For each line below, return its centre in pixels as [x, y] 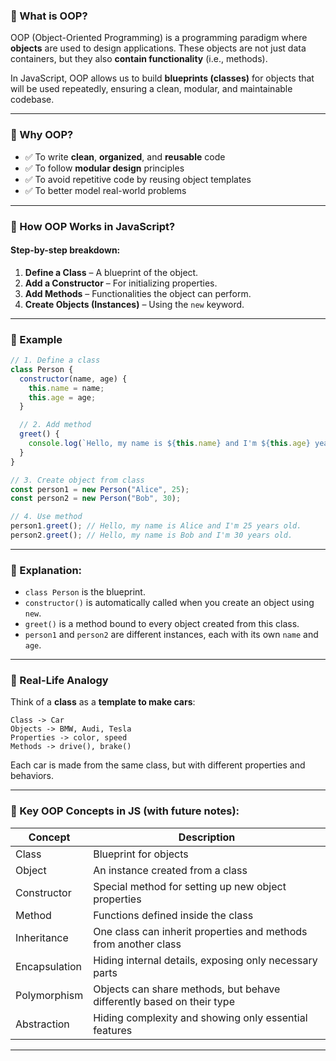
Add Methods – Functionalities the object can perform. [138, 293]
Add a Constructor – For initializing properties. [121, 283]
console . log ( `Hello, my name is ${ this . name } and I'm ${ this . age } [169, 444]
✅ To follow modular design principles [104, 168]
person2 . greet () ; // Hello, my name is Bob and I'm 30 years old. [151, 535]
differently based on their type [164, 1001]
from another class [137, 944]
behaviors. [32, 776]
